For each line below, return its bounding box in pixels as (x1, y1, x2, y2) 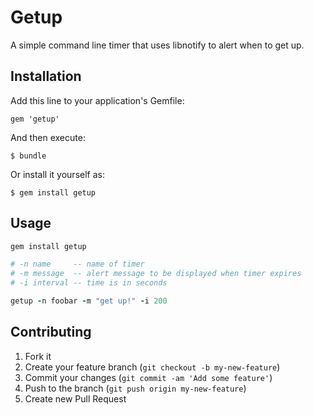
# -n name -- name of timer (10, 259, 145, 270)
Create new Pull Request (24, 392, 127, 405)
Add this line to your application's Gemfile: (10, 94, 185, 106)
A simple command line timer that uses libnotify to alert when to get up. (10, 39, 305, 51)
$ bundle (10, 151, 47, 161)
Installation (10, 68, 82, 85)
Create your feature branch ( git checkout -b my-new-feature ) (24, 361, 281, 373)
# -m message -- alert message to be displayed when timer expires (10, 269, 302, 279)
